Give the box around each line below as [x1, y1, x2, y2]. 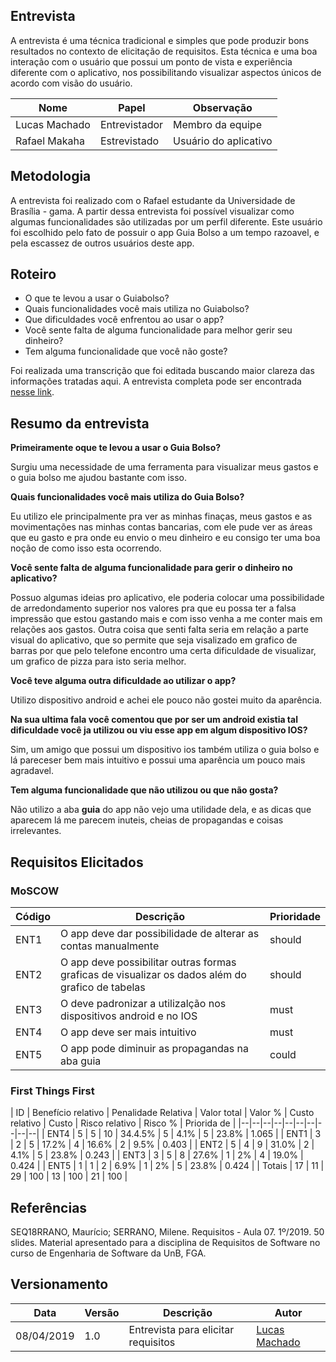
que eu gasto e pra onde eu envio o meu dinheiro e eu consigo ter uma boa [10, 532, 321, 544]
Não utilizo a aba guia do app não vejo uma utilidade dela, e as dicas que [10, 804, 312, 816]
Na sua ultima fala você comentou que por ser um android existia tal [10, 714, 298, 726]
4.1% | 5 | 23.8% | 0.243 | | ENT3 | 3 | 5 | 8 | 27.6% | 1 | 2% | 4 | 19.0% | [10, 1149, 304, 1161]
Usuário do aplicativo [173, 134, 273, 148]
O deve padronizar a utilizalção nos [60, 996, 227, 1010]
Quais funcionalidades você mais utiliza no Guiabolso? [24, 303, 250, 315]
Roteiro [10, 266, 57, 283]
